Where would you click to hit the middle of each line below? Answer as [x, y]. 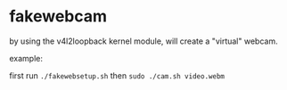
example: [26, 58]
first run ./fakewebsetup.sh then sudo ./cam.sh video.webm [117, 75]
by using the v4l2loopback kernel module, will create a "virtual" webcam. [143, 41]
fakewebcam [58, 16]
